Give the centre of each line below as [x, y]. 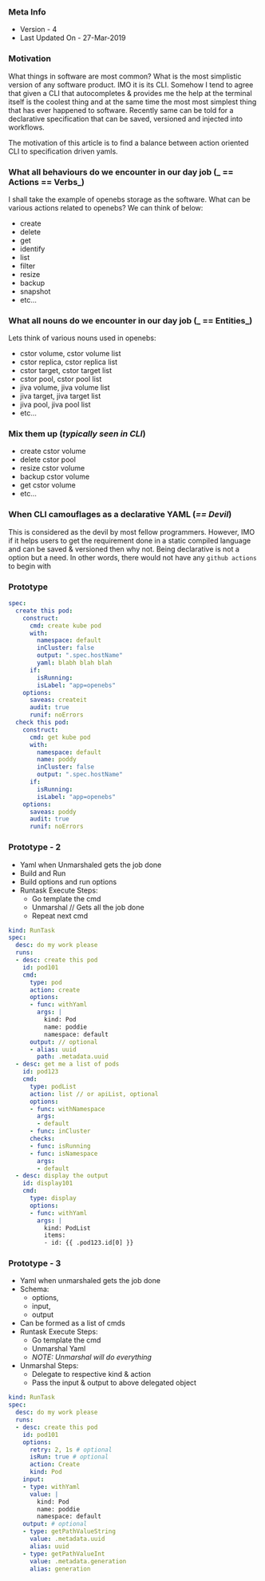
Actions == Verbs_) [47, 182]
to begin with [30, 566]
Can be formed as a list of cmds [72, 1323]
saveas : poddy [53, 812]
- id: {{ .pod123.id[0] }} [89, 1243]
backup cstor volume [55, 477]
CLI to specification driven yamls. [63, 151]
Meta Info [27, 12]
